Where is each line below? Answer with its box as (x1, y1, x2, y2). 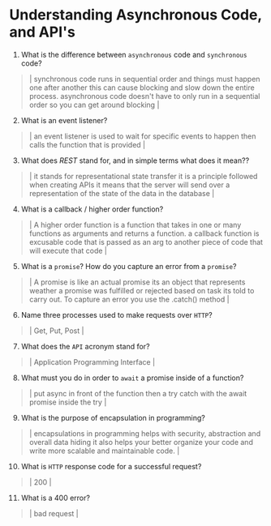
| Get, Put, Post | (28, 326, 84, 336)
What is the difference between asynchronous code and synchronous (20, 49, 247, 59)
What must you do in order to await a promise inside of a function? (20, 373, 244, 383)
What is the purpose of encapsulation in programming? (20, 413, 205, 422)
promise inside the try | (28, 397, 107, 407)
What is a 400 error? (20, 493, 90, 502)
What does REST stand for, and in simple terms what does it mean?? (20, 156, 250, 165)
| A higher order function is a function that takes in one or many (28, 220, 242, 229)
